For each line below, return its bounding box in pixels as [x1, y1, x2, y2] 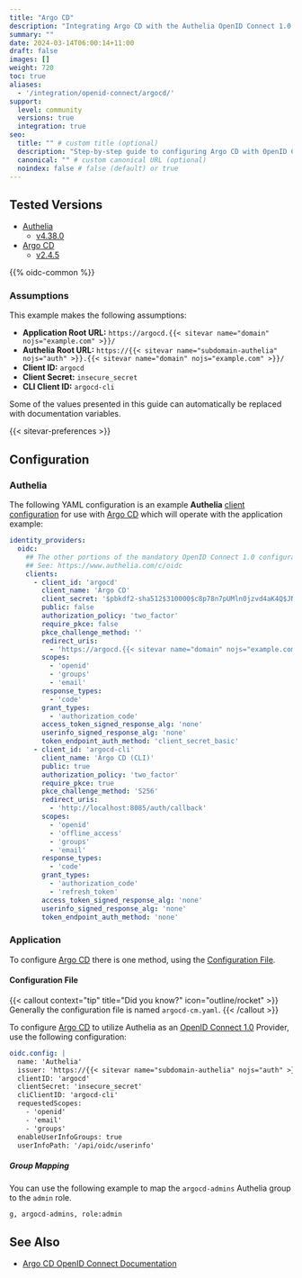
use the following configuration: [9, 1031, 128, 1042]
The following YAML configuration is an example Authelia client [9, 499, 245, 510]
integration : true [17, 122, 87, 131]
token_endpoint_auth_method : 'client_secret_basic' [41, 737, 240, 746]
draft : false [9, 47, 58, 56]
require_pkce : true [41, 778, 115, 787]
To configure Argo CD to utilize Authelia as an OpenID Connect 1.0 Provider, [9, 1021, 289, 1032]
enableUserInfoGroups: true [17, 1132, 123, 1141]
